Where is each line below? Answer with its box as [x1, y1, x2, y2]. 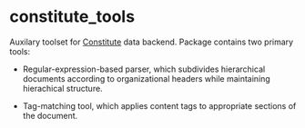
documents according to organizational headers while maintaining [22, 73, 270, 84]
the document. [22, 110, 78, 121]
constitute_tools [9, 6, 135, 27]
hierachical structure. [22, 83, 103, 94]
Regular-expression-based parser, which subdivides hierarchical [22, 64, 266, 74]
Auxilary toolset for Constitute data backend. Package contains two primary [9, 36, 294, 47]
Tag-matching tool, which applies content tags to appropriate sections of [22, 100, 297, 111]
